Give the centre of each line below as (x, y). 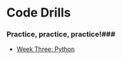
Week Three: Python (45, 49)
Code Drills (39, 13)
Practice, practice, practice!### (61, 34)
